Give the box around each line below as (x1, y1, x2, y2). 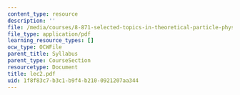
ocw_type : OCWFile (7, 44, 62, 51)
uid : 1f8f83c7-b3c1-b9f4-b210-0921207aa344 (7, 76, 139, 84)
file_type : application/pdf (7, 30, 91, 38)
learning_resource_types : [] (7, 37, 94, 44)
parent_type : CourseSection (7, 57, 91, 64)
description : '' (7, 17, 56, 24)
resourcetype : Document (7, 64, 79, 71)
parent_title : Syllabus (7, 51, 79, 58)
